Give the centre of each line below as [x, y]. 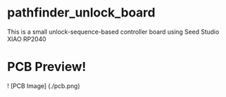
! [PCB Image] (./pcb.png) [44, 86]
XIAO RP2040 [27, 39]
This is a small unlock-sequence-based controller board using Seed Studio [113, 32]
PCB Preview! [47, 67]
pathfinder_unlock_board [81, 13]
